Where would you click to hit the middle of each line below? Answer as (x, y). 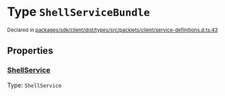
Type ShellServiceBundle (79, 12)
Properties (30, 51)
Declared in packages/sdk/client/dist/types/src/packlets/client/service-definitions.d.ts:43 (113, 30)
